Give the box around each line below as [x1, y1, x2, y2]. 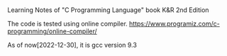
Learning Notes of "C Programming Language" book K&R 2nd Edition [7, 6, 209, 14]
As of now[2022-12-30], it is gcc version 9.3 [7, 41, 137, 50]
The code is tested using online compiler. [7, 20, 128, 28]
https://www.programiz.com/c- [128, 20, 220, 28]
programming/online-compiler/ [7, 27, 97, 35]
